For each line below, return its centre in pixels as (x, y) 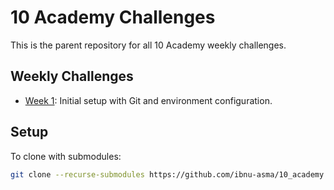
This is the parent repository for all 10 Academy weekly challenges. (148, 45)
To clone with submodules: (66, 156)
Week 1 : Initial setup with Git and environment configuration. (148, 100)
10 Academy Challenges (113, 17)
